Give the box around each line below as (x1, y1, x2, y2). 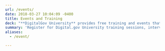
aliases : (5, 30, 23, 34)
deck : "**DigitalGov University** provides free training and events (5, 20, 151, 26)
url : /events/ (5, 7, 34, 12)
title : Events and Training (5, 16, 63, 21)
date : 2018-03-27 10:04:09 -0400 (5, 12, 74, 17)
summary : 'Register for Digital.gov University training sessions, (5, 25, 146, 30)
